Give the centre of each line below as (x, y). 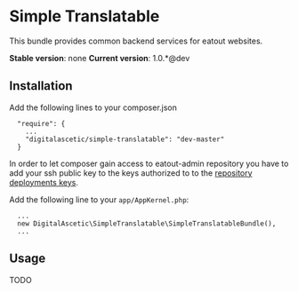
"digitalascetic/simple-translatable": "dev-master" (125, 139)
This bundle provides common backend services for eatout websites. (136, 41)
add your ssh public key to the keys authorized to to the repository (131, 173)
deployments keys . (44, 182)
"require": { (41, 123)
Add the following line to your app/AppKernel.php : (99, 199)
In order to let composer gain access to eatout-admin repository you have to (149, 163)
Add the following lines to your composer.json (93, 107)
